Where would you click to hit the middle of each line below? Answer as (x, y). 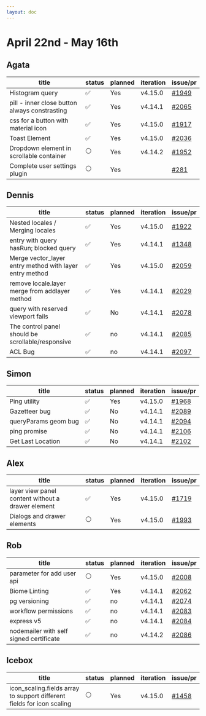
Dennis (20, 195)
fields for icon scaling (40, 703)
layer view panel (33, 491)
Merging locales (33, 230)
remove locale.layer (38, 283)
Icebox (20, 660)
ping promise (29, 431)
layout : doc (21, 12)
